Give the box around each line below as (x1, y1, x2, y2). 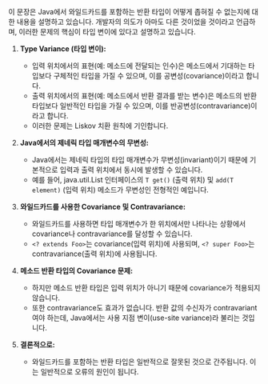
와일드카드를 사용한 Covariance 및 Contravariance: (19, 202, 186, 211)
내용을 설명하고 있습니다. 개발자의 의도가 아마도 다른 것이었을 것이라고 (16, 17, 234, 26)
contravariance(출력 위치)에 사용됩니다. (31, 249, 158, 258)
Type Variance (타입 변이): (19, 44, 106, 54)
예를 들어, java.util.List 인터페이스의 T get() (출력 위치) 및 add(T (31, 175, 234, 184)
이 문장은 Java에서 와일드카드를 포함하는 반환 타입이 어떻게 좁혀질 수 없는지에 (8, 7, 250, 16)
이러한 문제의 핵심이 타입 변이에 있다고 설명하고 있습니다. (18, 27, 196, 36)
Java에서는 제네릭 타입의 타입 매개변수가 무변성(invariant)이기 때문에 (31, 155, 248, 164)
